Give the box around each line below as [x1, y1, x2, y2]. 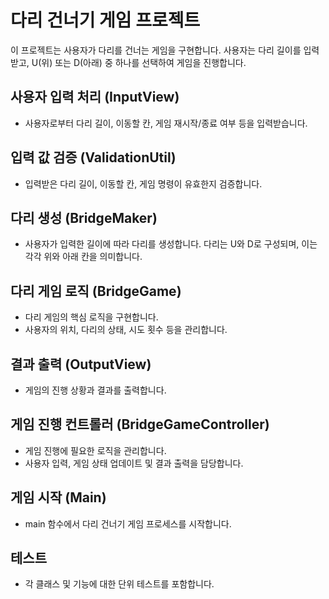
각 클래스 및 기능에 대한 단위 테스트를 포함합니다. [24, 578, 215, 590]
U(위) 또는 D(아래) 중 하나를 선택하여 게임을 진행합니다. [31, 56, 247, 68]
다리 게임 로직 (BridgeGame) [10, 282, 182, 300]
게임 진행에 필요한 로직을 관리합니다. [24, 444, 167, 456]
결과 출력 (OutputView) [10, 356, 152, 373]
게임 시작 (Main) [10, 489, 107, 506]
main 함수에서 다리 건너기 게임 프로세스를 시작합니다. [24, 517, 232, 530]
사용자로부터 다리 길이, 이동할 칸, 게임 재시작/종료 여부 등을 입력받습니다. [24, 117, 308, 129]
